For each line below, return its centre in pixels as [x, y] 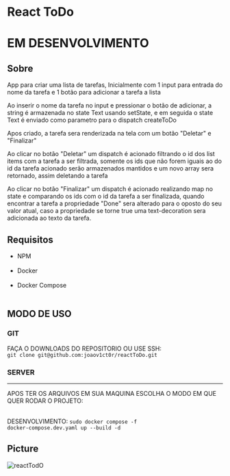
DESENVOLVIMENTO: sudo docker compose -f [72, 421]
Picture [23, 449]
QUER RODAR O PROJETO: [45, 401]
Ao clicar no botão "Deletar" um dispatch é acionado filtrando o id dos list [111, 154]
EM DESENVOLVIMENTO [78, 43]
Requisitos [30, 239]
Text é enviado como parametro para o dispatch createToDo [92, 120]
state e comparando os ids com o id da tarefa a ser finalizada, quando [106, 197]
